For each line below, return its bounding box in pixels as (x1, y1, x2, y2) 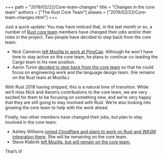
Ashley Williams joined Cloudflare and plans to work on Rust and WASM (12, 129, 156, 134)
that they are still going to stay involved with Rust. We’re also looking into (5, 100, 151, 105)
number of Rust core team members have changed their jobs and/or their (5, 29, 152, 35)
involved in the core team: (5, 119, 57, 125)
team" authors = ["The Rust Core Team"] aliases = (5, 9, 106, 15)
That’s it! (5, 148, 22, 154)
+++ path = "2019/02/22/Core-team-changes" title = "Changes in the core (5, 4, 155, 10)
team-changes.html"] (5, 15, 48, 20)
